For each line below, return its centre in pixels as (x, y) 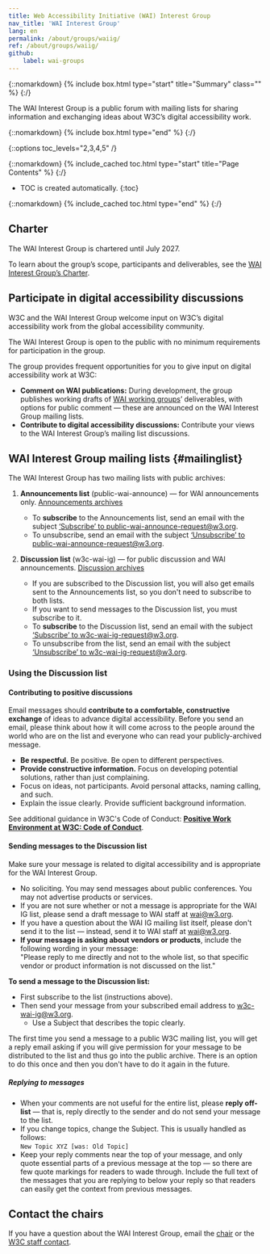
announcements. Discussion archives (82, 568)
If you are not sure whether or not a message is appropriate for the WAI (139, 905)
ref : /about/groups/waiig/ (54, 46)
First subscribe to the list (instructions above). (96, 997)
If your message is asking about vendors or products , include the (131, 940)
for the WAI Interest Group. (53, 873)
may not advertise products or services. (86, 897)
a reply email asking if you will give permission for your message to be (125, 1046)
